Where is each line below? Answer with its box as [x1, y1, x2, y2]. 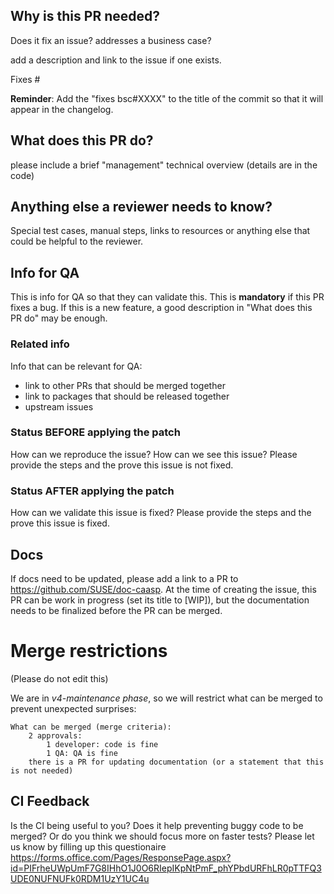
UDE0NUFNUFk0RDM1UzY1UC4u [10, 872, 150, 884]
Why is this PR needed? [10, 8, 160, 25]
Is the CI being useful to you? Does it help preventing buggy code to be [10, 819, 304, 831]
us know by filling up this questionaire [10, 840, 167, 853]
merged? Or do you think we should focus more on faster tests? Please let [10, 830, 315, 842]
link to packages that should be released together [24, 390, 230, 402]
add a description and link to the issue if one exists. [10, 54, 222, 66]
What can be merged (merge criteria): [10, 722, 172, 732]
